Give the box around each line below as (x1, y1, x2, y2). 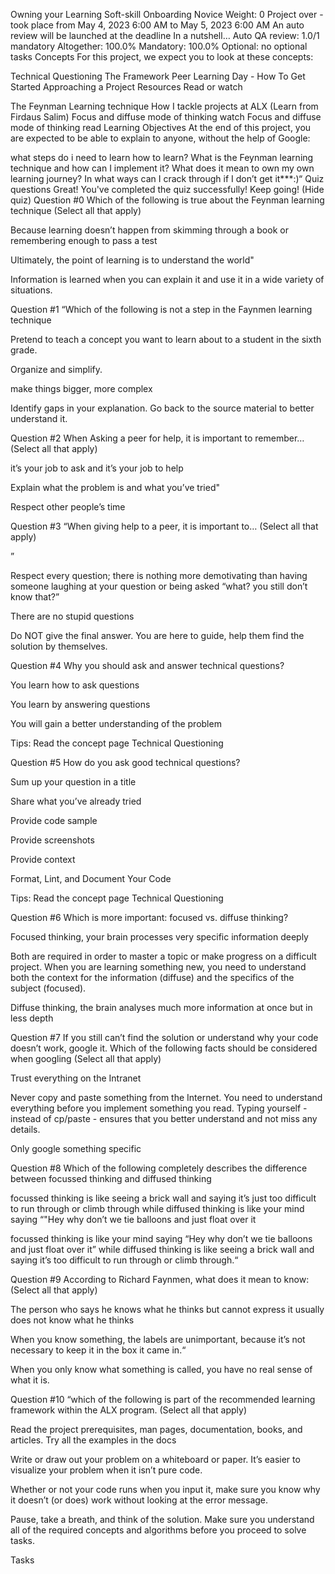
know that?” (10, 591, 60, 603)
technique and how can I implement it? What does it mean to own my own (10, 162, 315, 174)
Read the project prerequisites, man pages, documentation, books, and (10, 1424, 303, 1435)
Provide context (10, 854, 76, 865)
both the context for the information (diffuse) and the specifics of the (10, 972, 295, 983)
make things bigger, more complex (10, 383, 153, 394)
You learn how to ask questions (10, 679, 140, 691)
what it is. (10, 1374, 50, 1386)
